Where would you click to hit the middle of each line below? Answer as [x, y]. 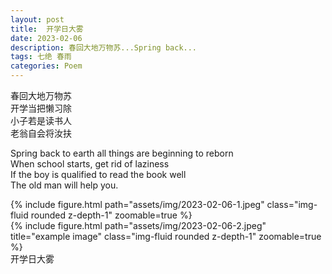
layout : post [37, 19]
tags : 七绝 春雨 [41, 57]
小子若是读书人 [41, 120]
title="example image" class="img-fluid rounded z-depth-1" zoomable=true [166, 236]
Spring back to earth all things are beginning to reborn [122, 153]
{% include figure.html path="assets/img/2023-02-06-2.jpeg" [138, 225]
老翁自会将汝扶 [41, 133]
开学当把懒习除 [41, 108]
